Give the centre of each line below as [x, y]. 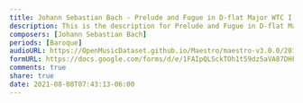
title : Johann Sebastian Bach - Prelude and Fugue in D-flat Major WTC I [151, 17]
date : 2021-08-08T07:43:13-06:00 [72, 84]
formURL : [26, 59]
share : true [32, 76]
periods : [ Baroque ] [46, 43]
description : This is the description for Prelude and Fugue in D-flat [147, 26]
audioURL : [28, 51]
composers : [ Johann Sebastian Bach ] [78, 34]
